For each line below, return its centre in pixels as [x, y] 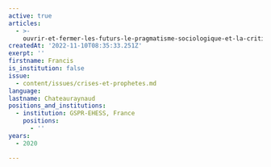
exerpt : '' [27, 53]
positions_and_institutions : [57, 106]
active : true [30, 16]
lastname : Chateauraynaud [52, 98]
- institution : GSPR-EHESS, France [75, 114]
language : [25, 91]
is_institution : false [46, 69]
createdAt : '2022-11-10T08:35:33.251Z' [75, 46]
